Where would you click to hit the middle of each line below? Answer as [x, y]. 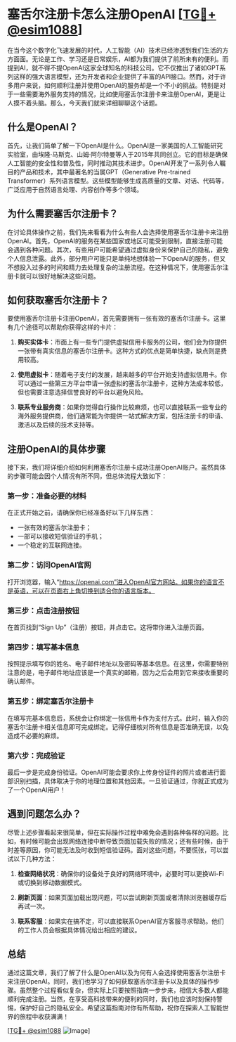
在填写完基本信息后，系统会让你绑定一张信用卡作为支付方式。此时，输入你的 [118, 718]
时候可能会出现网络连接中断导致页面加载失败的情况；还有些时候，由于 [127, 841]
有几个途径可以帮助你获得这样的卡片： [63, 327]
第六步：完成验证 [36, 755]
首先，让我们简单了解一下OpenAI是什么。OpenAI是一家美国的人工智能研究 [115, 146]
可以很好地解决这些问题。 [63, 276]
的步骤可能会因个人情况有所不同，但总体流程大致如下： [87, 476]
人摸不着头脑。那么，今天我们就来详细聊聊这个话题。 [84, 103]
